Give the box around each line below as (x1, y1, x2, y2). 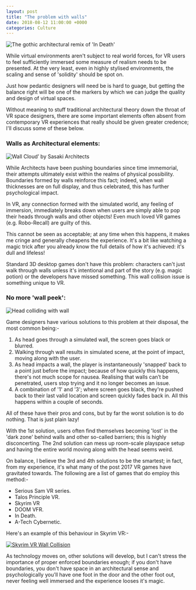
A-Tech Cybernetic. (14, 518, 62, 525)
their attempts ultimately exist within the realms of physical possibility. (6, 170, 174, 178)
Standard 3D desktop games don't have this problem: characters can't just (6, 260, 185, 267)
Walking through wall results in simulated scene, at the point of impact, (14, 348, 185, 355)
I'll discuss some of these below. (6, 125, 85, 132)
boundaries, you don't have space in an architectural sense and (6, 565, 159, 572)
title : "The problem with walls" (6, 14, 87, 20)
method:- (6, 476, 29, 483)
